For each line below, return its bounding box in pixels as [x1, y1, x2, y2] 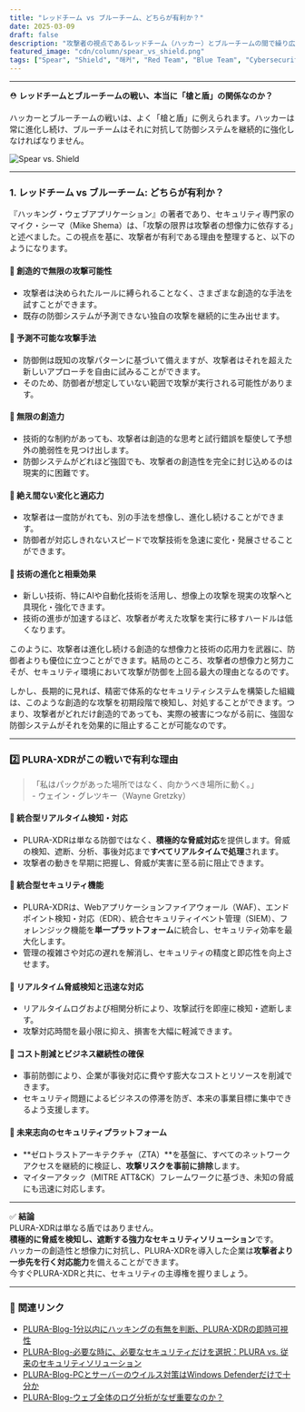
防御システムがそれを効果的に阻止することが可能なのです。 [9, 720, 231, 731]
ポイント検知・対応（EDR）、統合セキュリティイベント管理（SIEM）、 [22, 913, 280, 924]
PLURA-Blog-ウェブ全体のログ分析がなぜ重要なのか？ [22, 1391, 224, 1402]
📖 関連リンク [9, 1301, 65, 1314]
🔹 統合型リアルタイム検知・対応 [9, 812, 129, 823]
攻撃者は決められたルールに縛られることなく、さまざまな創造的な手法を [22, 287, 293, 298]
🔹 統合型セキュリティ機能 [9, 880, 104, 891]
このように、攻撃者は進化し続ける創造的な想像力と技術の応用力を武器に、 [9, 643, 288, 655]
